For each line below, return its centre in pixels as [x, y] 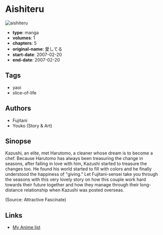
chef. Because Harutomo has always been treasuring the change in [74, 158]
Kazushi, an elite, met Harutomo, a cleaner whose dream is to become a [79, 153]
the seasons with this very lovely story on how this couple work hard [76, 179]
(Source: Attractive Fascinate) [36, 200]
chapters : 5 [24, 43]
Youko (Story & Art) [32, 126]
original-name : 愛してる [37, 49]
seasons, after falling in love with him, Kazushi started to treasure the [76, 164]
